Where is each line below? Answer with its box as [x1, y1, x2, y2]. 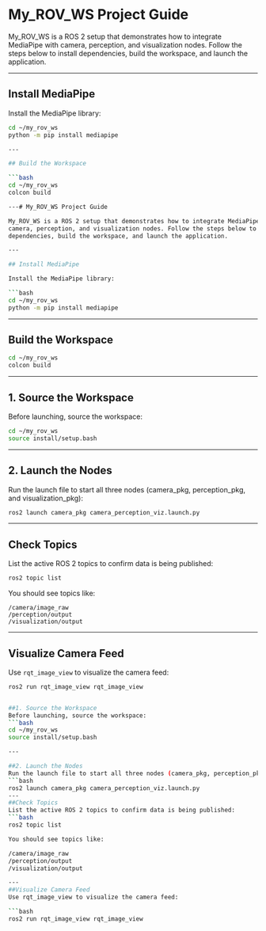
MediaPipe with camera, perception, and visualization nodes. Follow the [8, 40, 243, 49]
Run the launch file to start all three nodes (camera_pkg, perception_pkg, [8, 484, 246, 494]
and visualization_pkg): [8, 493, 83, 503]
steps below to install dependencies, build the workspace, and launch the [8, 48, 248, 58]
